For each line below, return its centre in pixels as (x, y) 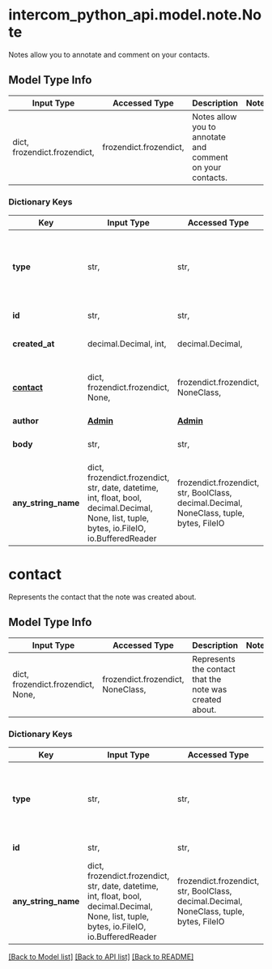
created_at (34, 344)
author (25, 421)
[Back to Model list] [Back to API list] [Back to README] (101, 957)
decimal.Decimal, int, (127, 344)
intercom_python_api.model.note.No (135, 15)
